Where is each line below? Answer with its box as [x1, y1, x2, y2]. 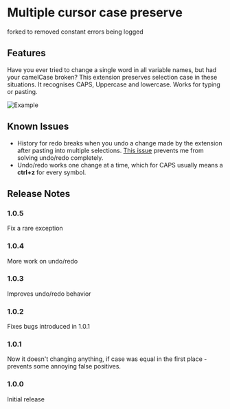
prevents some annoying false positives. [7, 362, 122, 371]
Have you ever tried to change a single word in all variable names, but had [7, 65, 217, 73]
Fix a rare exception [7, 224, 63, 233]
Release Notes [7, 187, 71, 200]
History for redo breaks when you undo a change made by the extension [16, 139, 222, 147]
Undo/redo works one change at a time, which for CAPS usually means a [16, 161, 223, 169]
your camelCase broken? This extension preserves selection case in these [7, 73, 218, 81]
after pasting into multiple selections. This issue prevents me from [16, 146, 204, 154]
